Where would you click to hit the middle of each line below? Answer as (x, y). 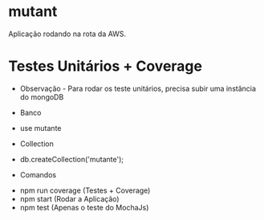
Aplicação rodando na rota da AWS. (67, 34)
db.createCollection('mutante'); (72, 159)
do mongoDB (42, 97)
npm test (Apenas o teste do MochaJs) (84, 207)
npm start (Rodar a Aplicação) (69, 198)
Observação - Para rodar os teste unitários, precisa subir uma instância (138, 88)
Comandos (38, 174)
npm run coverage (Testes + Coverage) (85, 190)
